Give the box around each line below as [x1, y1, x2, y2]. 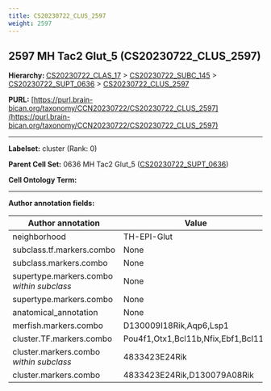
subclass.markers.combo [12, 258, 108, 269]
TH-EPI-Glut [123, 231, 173, 242]
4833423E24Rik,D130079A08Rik [123, 369, 254, 380]
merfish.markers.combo [12, 320, 103, 331]
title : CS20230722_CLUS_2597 [8, 11, 106, 20]
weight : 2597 [8, 19, 52, 27]
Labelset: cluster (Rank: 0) [8, 144, 98, 153]
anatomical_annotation [12, 307, 98, 318]
